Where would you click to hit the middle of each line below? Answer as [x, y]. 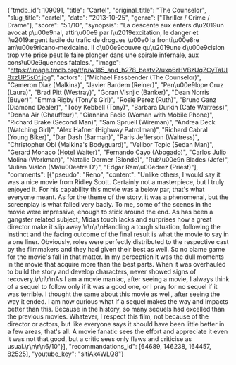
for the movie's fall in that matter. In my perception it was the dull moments [116, 257]
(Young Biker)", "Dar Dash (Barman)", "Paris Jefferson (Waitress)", [103, 137]
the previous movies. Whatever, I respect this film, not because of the [108, 316]
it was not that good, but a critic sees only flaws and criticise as [100, 339]
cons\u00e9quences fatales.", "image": [64, 62]
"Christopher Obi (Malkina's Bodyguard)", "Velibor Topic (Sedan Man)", [111, 145]
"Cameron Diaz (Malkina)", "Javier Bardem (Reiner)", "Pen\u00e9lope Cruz [116, 85]
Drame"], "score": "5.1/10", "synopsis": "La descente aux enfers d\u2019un [116, 25]
